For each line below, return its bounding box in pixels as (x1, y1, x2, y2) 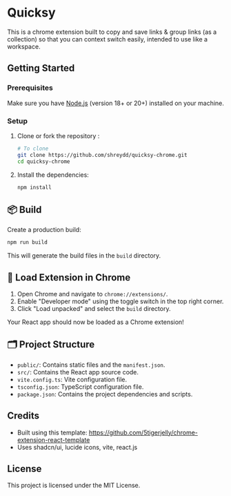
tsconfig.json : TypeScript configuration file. (17, 382, 144, 391)
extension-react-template (17, 435, 90, 443)
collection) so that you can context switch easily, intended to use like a (7, 35, 208, 43)
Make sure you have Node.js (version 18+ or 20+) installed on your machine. (7, 99, 224, 107)
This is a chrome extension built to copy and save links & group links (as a (7, 28, 217, 36)
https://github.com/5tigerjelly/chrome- (88, 428, 199, 437)
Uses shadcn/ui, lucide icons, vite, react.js (17, 443, 138, 451)
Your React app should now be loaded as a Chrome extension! (7, 318, 184, 326)
